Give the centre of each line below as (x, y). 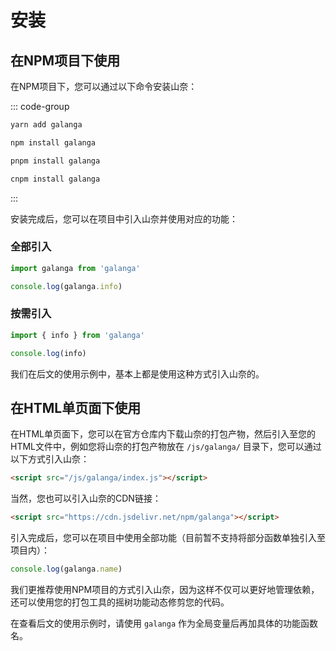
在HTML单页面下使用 (76, 407)
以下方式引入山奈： (50, 459)
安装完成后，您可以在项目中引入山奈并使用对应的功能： (124, 218)
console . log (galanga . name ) (66, 569)
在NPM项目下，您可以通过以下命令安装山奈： (104, 86)
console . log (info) (48, 353)
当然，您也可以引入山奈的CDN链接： (86, 498)
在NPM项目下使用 (65, 60)
